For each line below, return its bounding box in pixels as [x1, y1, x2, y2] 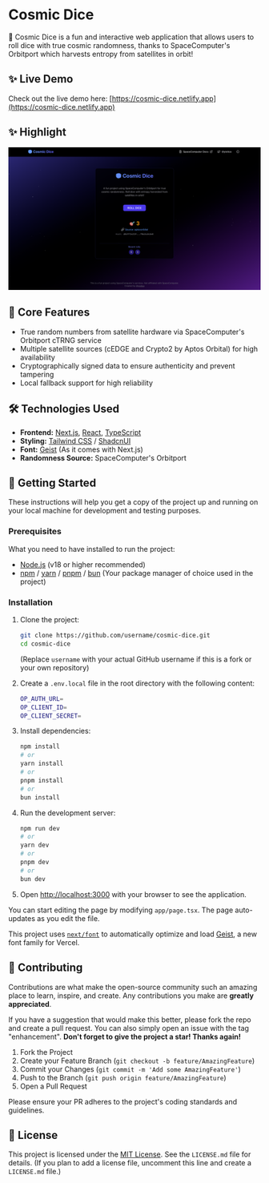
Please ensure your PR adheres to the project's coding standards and [8, 1096, 238, 1106]
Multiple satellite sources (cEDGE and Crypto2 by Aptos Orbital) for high [19, 344, 259, 353]
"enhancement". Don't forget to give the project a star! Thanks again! [8, 1032, 242, 1041]
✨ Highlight [8, 126, 66, 139]
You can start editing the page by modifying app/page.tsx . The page [8, 905, 234, 915]
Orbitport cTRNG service [19, 335, 102, 345]
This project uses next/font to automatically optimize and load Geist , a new [8, 929, 258, 939]
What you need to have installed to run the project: [8, 544, 175, 553]
